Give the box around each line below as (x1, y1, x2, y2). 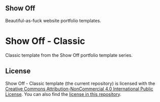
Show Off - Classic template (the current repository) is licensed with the (5, 80, 155, 86)
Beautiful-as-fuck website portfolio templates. (5, 17, 101, 23)
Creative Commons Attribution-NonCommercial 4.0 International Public (5, 86, 153, 92)
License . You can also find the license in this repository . (5, 91, 122, 97)
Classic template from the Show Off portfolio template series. (5, 52, 133, 58)
